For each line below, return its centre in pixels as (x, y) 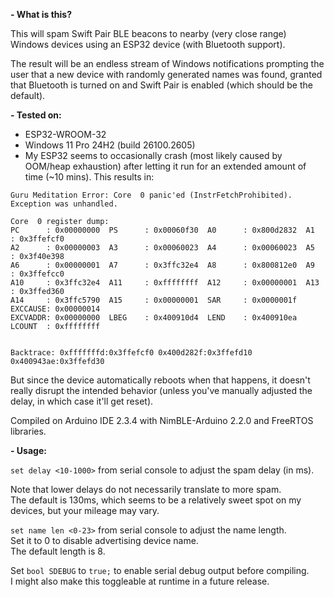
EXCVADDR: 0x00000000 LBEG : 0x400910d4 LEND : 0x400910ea (154, 318)
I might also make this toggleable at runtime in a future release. (140, 581)
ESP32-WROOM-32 (65, 134)
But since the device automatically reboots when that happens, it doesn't (160, 380)
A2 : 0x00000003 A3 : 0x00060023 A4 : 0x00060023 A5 (162, 248)
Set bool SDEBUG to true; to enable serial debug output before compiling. (160, 570)
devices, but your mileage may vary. (85, 510)
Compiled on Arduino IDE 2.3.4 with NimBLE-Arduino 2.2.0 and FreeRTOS (162, 420)
